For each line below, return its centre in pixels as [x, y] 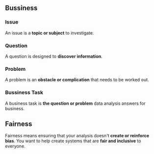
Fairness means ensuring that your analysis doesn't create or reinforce [77, 136]
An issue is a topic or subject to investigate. [50, 33]
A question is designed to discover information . [54, 56]
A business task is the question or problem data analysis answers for [75, 103]
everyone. [15, 146]
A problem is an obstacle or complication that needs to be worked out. [77, 80]
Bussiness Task [24, 92]
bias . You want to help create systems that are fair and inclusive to [73, 141]
